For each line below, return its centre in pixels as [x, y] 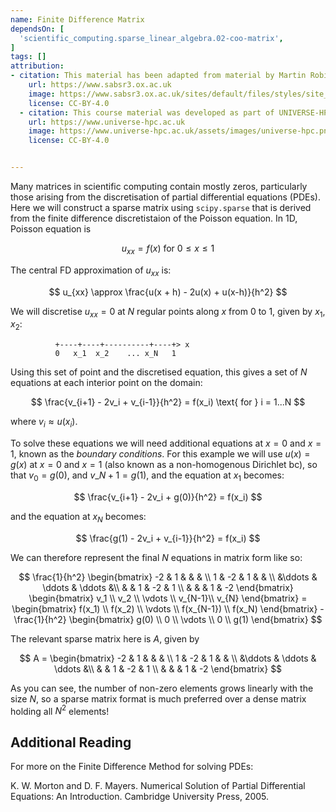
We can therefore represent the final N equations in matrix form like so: [156, 557]
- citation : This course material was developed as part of [147, 112]
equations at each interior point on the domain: [106, 383]
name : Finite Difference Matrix [77, 19]
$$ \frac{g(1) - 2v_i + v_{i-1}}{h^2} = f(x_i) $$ [168, 538]
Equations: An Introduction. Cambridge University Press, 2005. [140, 797]
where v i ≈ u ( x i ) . [44, 423]
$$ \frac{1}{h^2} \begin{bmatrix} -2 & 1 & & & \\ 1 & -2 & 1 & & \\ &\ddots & [168, 577]
